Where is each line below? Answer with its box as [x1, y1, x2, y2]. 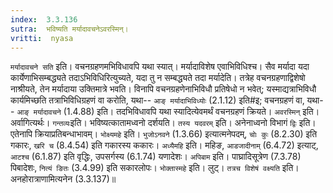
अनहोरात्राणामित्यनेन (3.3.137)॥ [10, 173, 117, 185]
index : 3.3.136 [10, 14, 78, 25]
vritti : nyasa [10, 33, 74, 43]
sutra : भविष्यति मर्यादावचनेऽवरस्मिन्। [10, 24, 129, 34]
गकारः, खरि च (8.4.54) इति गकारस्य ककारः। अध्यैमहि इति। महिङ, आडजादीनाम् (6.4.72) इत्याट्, [10, 139, 319, 151]
